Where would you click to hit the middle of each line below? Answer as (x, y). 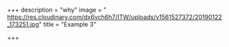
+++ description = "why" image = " (57, 10)
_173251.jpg (23, 24)
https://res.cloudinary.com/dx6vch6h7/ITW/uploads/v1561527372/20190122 (115, 17)
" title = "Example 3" (68, 24)
